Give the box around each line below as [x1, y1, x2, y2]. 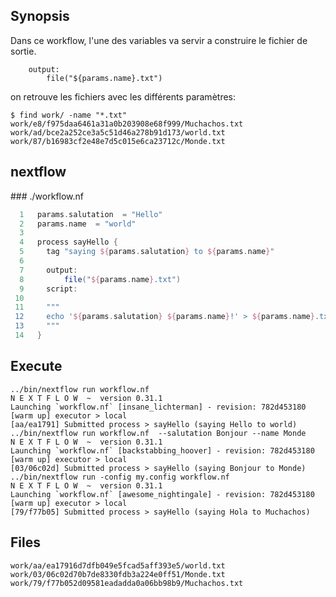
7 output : [19, 265, 78, 275]
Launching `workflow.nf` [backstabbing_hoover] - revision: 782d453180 [10, 445, 315, 456]
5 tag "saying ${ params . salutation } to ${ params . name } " [19, 247, 275, 257]
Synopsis [10, 8, 70, 25]
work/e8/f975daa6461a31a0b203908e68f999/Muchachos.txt [10, 119, 244, 129]
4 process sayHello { [19, 237, 118, 248]
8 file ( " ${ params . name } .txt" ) [19, 274, 182, 284]
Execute [10, 358, 63, 375]
